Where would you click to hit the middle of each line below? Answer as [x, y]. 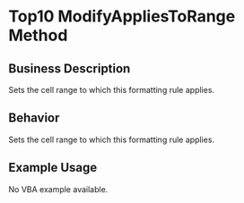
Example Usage [53, 168]
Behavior [34, 118]
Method [38, 35]
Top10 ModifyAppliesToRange [122, 17]
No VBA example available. [58, 189]
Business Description [70, 68]
